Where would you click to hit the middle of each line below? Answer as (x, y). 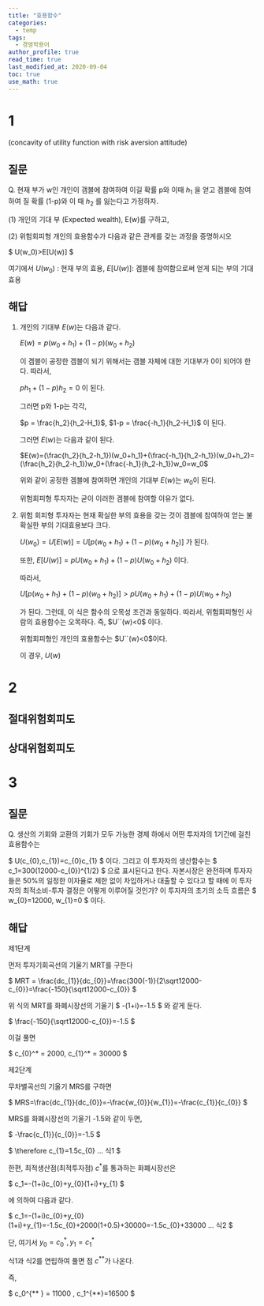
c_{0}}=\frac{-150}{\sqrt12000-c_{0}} (69, 989)
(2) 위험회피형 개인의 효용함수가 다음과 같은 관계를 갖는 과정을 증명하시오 (120, 236)
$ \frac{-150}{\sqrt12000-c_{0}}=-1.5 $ (72, 1022)
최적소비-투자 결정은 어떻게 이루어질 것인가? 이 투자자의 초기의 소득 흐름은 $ (139, 890)
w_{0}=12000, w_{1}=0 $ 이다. (57, 901)
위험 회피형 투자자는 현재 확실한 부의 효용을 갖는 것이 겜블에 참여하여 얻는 (132, 515)
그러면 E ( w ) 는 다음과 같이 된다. (67, 440)
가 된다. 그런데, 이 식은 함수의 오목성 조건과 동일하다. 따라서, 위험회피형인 (132, 612)
